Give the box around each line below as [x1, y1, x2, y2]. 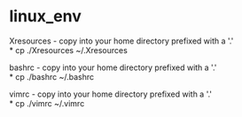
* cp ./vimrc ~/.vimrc [9, 97, 85, 108]
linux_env [9, 6, 82, 27]
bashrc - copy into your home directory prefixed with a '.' [9, 62, 217, 73]
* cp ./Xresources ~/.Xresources [9, 44, 129, 55]
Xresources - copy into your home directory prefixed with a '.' [9, 35, 234, 46]
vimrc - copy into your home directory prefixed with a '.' [9, 89, 213, 99]
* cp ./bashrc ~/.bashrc [9, 71, 95, 82]
